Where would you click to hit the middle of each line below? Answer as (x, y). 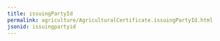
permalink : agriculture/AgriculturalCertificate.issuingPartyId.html (110, 20)
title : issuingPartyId (40, 14)
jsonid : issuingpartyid (42, 26)
